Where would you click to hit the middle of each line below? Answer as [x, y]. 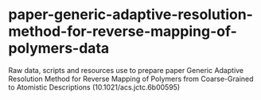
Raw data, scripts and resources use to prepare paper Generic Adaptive [126, 70]
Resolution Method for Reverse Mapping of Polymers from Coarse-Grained [131, 79]
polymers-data [59, 48]
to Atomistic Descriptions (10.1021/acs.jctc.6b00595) [94, 87]
